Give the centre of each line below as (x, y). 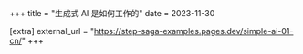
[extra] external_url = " (52, 31)
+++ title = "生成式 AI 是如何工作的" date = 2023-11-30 (112, 13)
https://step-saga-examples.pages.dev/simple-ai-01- (194, 31)
